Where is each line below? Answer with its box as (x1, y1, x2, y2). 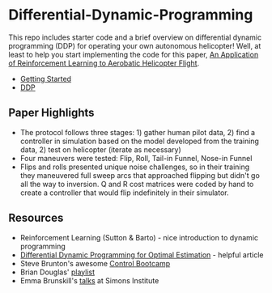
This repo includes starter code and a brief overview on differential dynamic (8, 32, 261, 42)
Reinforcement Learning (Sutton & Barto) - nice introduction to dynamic (19, 232, 259, 242)
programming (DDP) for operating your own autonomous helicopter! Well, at (8, 40, 261, 50)
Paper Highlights (8, 106, 95, 120)
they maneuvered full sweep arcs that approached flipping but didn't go (19, 170, 261, 180)
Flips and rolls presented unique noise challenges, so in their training (19, 162, 250, 172)
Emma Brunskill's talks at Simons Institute (19, 275, 159, 285)
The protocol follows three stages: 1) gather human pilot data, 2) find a (19, 127, 256, 137)
